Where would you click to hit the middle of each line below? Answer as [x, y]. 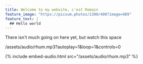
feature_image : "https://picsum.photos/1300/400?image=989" [69, 14]
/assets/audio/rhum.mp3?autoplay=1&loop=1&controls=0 [63, 47]
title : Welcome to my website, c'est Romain [52, 10]
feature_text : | [22, 19]
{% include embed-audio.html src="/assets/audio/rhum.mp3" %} [72, 57]
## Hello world [25, 23]
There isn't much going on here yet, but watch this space [63, 37]
